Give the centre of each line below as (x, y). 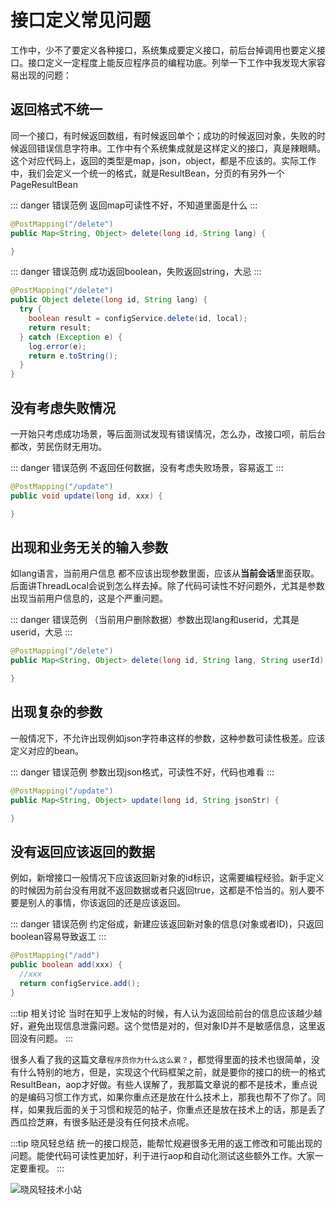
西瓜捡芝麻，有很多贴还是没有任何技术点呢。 (102, 1122)
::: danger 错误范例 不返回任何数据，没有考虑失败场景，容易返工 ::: (147, 467)
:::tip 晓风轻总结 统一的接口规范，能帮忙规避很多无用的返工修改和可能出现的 (166, 1143)
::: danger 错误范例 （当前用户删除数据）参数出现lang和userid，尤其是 (155, 620)
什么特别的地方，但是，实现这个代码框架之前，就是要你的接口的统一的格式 (172, 1072)
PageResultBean (44, 184)
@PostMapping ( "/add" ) (55, 956)
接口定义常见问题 (81, 20)
